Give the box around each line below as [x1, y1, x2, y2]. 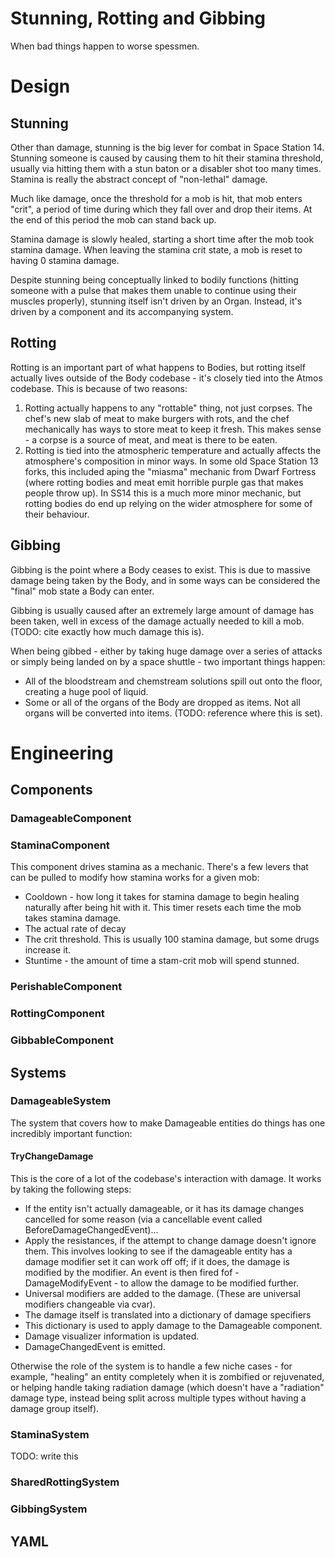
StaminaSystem [10, 1427, 90, 1441]
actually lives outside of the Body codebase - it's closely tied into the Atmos [10, 372, 323, 384]
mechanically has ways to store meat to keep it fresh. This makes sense [24, 423, 322, 435]
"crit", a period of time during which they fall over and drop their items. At [10, 203, 313, 215]
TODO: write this [10, 1450, 79, 1462]
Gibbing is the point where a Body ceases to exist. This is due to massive [10, 563, 311, 576]
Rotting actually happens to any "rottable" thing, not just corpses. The [24, 402, 313, 414]
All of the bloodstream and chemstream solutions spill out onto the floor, [24, 675, 323, 687]
